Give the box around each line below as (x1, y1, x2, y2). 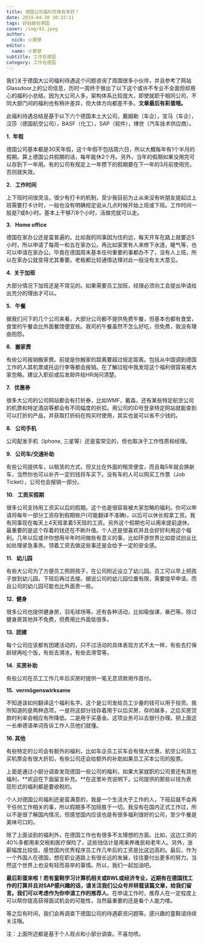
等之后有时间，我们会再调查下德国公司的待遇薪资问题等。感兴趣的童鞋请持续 (6, 910, 197, 917)
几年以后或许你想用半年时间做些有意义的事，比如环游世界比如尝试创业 (16, 534, 192, 541)
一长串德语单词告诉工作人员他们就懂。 (6, 721, 101, 729)
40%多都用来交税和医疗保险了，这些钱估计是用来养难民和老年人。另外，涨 (6, 838, 193, 846)
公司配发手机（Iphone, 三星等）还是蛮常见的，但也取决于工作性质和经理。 (6, 437, 191, 445)
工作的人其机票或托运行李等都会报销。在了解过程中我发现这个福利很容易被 (6, 363, 192, 370)
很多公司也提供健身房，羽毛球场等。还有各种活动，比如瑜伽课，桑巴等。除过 (6, 608, 197, 615)
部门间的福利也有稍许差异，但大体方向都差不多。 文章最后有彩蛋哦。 (16, 99, 186, 106)
